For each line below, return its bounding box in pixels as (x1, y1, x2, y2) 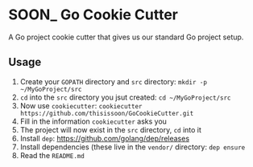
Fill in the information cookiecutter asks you (19, 116, 168, 126)
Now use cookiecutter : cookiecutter (19, 100, 143, 110)
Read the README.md (19, 150, 85, 160)
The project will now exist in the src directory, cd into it (19, 124, 201, 134)
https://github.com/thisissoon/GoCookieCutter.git (19, 109, 194, 117)
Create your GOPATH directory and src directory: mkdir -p (19, 76, 208, 86)
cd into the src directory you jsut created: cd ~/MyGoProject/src (19, 92, 231, 102)
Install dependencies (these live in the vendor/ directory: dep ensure (19, 142, 246, 152)
